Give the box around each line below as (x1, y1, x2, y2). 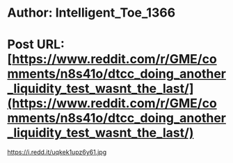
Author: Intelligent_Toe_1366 (7, 5, 176, 21)
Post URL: (7, 37, 65, 53)
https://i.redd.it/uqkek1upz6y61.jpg (7, 148, 106, 157)
